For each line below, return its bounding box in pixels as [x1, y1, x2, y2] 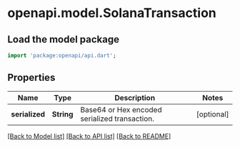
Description [114, 92, 156, 102]
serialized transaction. [80, 114, 155, 124]
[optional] [196, 109, 229, 119]
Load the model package [7, 33, 120, 45]
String [51, 109, 74, 119]
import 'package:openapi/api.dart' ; [7, 52, 116, 59]
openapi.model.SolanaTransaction [7, 5, 216, 21]
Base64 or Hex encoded [80, 104, 162, 114]
